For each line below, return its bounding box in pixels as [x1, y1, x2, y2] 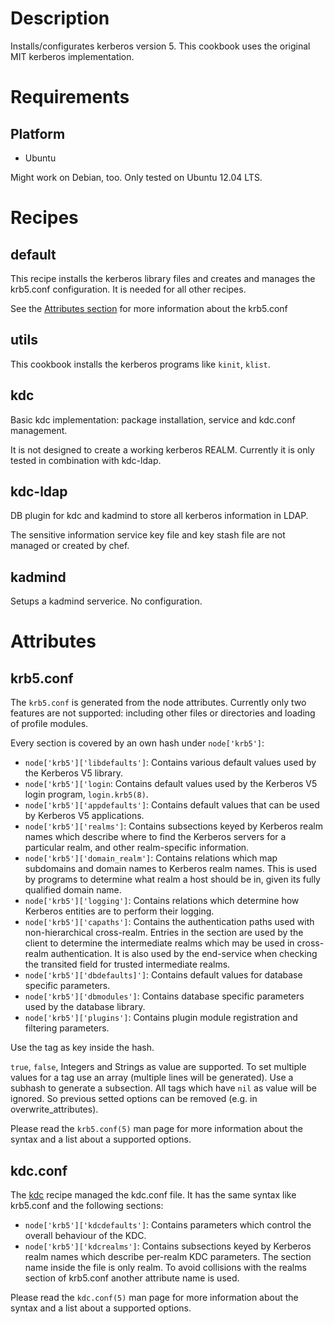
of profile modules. [10, 718, 89, 730]
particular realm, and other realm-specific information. [24, 842, 250, 854]
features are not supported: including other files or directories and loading [10, 707, 316, 719]
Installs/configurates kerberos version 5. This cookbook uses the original [10, 40, 311, 52]
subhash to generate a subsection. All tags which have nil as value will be [10, 1082, 317, 1094]
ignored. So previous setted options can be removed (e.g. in [10, 1093, 258, 1105]
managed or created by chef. [10, 540, 130, 552]
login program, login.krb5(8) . [24, 788, 149, 801]
